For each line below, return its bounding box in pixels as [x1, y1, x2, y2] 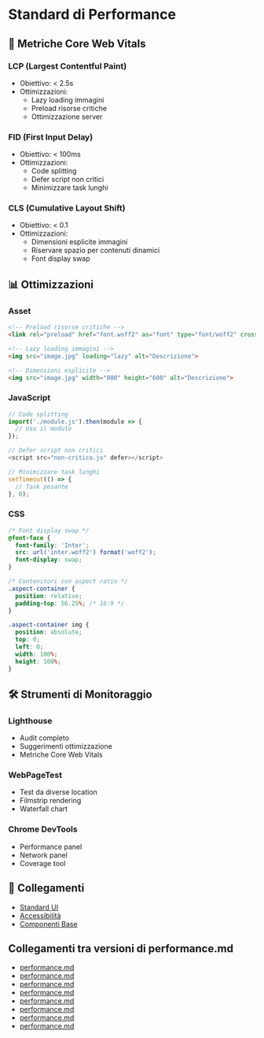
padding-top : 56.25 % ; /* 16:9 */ [15, 599, 125, 608]
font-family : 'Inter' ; [15, 541, 90, 549]
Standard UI [19, 902, 59, 912]
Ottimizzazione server [31, 112, 103, 121]
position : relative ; [15, 592, 82, 600]
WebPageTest [8, 770, 63, 781]
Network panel [19, 850, 68, 860]
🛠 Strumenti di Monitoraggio [8, 687, 152, 701]
